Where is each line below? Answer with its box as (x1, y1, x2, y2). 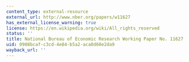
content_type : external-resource (6, 8, 89, 15)
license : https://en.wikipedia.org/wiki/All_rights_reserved (6, 25, 160, 31)
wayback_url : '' (6, 47, 46, 53)
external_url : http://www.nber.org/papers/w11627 (6, 14, 131, 20)
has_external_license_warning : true (6, 19, 96, 25)
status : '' (6, 31, 33, 37)
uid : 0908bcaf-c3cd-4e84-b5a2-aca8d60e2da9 (6, 42, 115, 48)
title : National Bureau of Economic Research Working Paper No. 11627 (6, 36, 184, 42)
